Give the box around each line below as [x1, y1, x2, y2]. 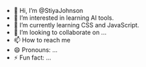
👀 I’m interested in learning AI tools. [13, 14, 114, 22]
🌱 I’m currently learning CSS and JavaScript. [13, 21, 139, 29]
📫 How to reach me [13, 36, 71, 44]
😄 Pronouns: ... [13, 46, 58, 54]
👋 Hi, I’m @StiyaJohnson [13, 7, 84, 14]
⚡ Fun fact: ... [13, 53, 51, 62]
